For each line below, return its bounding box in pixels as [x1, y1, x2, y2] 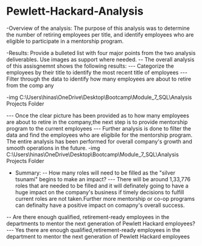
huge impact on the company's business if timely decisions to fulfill [15, 188, 184, 196]
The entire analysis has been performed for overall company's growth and [6, 137, 193, 145]
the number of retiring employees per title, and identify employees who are [6, 31, 194, 38]
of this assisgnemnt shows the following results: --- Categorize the [6, 62, 175, 70]
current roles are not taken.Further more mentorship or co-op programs [15, 195, 195, 202]
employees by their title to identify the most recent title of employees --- [6, 68, 187, 76]
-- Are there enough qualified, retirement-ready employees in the [6, 213, 170, 220]
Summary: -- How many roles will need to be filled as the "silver [15, 169, 175, 176]
